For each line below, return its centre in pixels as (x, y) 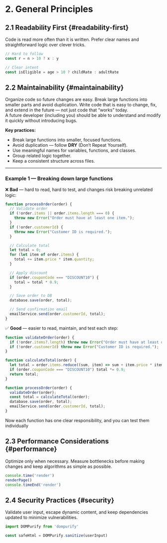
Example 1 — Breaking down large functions (59, 179)
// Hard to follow (24, 54)
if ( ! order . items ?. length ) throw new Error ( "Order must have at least (84, 342)
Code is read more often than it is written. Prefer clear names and (72, 39)
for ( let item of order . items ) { (44, 255)
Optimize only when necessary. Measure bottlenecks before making (75, 461)
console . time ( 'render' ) (30, 475)
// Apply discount (29, 273)
